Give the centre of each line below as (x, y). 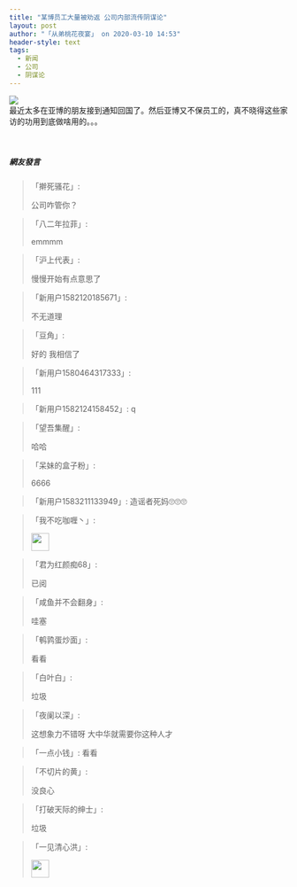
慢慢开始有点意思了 (66, 278)
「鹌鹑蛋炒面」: (59, 640)
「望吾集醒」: (55, 427)
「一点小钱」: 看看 (64, 752)
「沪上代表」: (55, 260)
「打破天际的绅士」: (67, 809)
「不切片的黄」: (59, 771)
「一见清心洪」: (59, 846)
